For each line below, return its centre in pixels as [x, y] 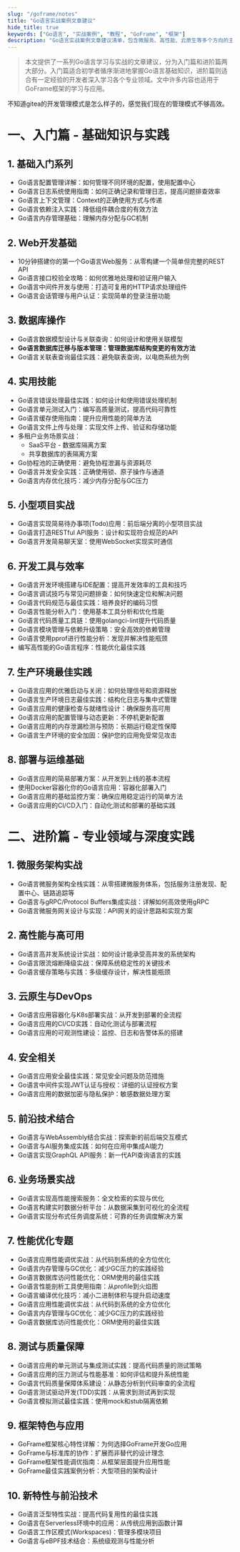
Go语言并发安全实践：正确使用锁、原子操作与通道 [91, 472]
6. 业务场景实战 [41, 1180]
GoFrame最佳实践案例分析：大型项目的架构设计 [88, 1471]
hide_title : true [33, 27]
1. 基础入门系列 [40, 164]
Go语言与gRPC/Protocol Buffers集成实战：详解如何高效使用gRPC [113, 902]
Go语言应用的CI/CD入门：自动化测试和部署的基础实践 [96, 805]
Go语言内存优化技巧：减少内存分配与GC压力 [83, 480]
